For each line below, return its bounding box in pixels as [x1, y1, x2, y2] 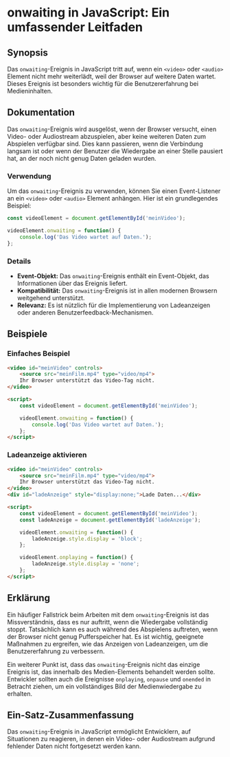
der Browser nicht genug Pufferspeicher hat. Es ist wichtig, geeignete [7, 632, 204, 640]
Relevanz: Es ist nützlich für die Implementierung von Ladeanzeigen [16, 301, 211, 309]
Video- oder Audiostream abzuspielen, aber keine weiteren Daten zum [7, 132, 207, 140]
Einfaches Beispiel [7, 349, 70, 359]
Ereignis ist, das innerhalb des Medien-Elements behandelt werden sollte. [7, 668, 216, 676]
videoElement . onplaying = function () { [19, 554, 134, 561]
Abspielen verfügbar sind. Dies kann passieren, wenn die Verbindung [7, 139, 203, 148]
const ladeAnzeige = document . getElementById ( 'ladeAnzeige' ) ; [19, 517, 201, 523]
